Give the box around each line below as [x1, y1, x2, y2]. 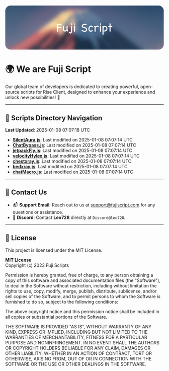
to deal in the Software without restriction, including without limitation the [5, 282, 157, 288]
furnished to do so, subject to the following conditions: [5, 299, 118, 305]
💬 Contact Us [5, 188, 47, 197]
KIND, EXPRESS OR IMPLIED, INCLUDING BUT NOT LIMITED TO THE [5, 329, 148, 335]
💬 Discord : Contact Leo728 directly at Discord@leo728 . [12, 214, 126, 220]
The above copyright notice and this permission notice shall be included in [5, 308, 159, 315]
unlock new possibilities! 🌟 [5, 94, 60, 101]
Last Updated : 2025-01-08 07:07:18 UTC [5, 127, 91, 133]
